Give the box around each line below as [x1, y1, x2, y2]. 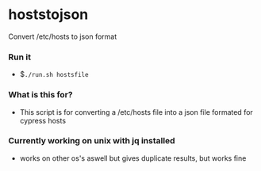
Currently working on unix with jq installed [8, 135, 176, 146]
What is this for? [8, 89, 73, 101]
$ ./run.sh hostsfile [19, 70, 89, 79]
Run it [8, 51, 32, 63]
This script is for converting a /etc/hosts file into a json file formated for [19, 107, 254, 116]
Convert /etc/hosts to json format [8, 32, 117, 41]
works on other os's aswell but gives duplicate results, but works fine [19, 153, 247, 163]
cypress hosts [19, 116, 66, 125]
